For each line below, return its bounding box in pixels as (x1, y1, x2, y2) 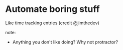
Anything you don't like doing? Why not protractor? (12, 39, 118, 45)
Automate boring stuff (5, 3, 100, 15)
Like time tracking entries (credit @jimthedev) (5, 20, 99, 26)
